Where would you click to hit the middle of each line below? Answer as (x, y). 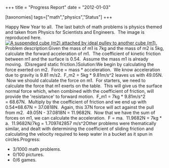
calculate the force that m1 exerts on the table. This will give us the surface (84, 86)
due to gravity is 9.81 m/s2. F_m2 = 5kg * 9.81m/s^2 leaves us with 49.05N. (84, 75)
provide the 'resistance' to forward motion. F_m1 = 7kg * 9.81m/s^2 (75, 96)
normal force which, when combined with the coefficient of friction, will (80, 91)
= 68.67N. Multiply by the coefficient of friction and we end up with (76, 102)
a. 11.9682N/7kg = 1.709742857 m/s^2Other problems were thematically (81, 123)
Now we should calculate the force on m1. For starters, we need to (76, 80)
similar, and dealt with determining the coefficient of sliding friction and (79, 129)
